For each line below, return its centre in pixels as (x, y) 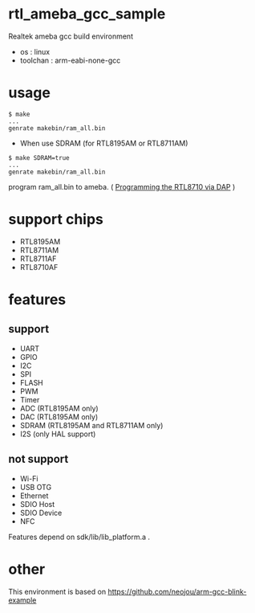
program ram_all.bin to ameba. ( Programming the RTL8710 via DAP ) (122, 186)
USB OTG (36, 487)
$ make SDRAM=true (39, 157)
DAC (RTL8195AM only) (59, 417)
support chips (56, 220)
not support (38, 459)
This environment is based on (57, 591)
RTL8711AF (38, 259)
